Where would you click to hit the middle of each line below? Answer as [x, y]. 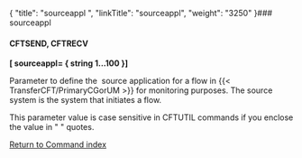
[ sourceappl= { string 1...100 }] [69, 63]
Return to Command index [58, 144]
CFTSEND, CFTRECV [49, 43]
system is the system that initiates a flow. [86, 100]
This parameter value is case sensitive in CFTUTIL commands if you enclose [151, 117]
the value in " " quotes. [52, 127]
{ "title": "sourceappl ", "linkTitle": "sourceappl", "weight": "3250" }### [141, 13]
